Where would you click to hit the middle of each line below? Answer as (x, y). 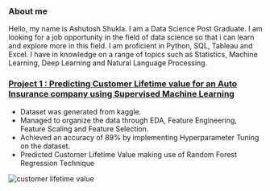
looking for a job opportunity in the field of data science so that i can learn (131, 37)
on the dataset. (45, 146)
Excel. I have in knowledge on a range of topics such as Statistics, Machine (133, 55)
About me (28, 11)
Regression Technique (57, 163)
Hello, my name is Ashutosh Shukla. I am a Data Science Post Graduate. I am (136, 29)
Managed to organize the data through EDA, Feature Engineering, (129, 120)
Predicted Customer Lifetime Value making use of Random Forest (129, 154)
